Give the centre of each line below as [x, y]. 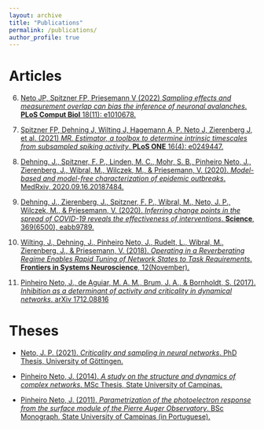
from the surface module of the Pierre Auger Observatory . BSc [122, 409]
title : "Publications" [46, 23]
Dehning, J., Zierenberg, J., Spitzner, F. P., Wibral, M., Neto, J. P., [125, 202]
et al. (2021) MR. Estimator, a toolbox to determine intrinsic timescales [134, 138]
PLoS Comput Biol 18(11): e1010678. [78, 115]
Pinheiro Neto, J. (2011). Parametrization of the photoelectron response [136, 400]
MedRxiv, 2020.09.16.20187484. [72, 187]
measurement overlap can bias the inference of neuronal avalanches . [134, 106]
